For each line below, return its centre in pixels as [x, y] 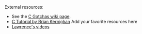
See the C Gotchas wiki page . [41, 16]
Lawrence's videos [30, 27]
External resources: [24, 7]
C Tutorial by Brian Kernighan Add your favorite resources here [74, 22]
